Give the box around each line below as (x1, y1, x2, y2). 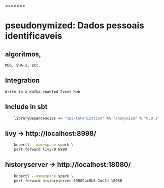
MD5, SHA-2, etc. (5, 63, 41, 68)
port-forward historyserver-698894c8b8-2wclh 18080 (14, 178, 122, 183)
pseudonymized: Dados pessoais (5, 20, 144, 31)
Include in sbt (5, 103, 48, 111)
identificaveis (5, 31, 63, 42)
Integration (5, 76, 40, 85)
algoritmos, (5, 50, 41, 58)
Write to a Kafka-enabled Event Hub (5, 89, 80, 94)
